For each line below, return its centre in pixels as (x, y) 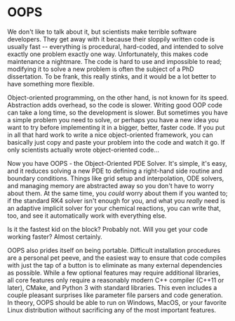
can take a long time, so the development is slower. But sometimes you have (117, 112)
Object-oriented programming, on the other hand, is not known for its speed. (118, 97)
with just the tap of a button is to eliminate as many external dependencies (115, 265)
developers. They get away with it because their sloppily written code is (111, 39)
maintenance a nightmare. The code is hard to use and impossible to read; (115, 61)
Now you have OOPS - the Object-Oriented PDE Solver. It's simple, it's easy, (117, 163)
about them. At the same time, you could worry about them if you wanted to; (117, 193)
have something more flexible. (51, 84)
